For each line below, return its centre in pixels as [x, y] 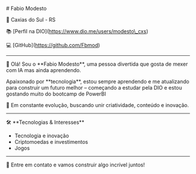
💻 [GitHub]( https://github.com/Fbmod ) [53, 45]
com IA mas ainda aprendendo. [44, 70]
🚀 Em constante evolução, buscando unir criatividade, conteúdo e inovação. [98, 105]
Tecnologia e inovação [42, 136]
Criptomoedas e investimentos [51, 142]
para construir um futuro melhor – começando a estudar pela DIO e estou [94, 88]
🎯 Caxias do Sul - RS [31, 19]
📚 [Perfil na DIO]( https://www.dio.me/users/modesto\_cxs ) [77, 31]
